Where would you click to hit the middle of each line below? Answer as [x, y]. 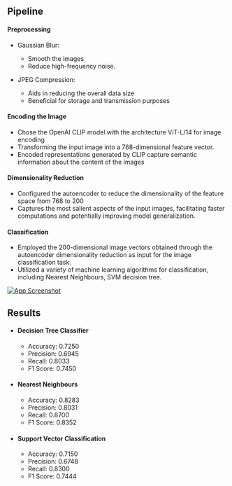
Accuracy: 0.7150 [53, 454]
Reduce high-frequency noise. [72, 66]
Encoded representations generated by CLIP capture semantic [107, 154]
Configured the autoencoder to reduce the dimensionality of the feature [121, 193]
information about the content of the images [81, 162]
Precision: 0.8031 [53, 408]
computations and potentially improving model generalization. [106, 216]
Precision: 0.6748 [53, 461]
